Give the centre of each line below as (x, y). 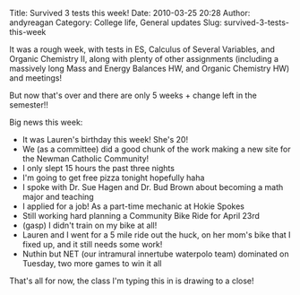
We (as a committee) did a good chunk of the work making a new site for (156, 149)
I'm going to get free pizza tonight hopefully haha (113, 178)
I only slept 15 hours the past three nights (98, 168)
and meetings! (36, 78)
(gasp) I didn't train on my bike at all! (90, 225)
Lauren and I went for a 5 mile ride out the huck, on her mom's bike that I (156, 235)
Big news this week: (46, 122)
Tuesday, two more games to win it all (92, 263)
